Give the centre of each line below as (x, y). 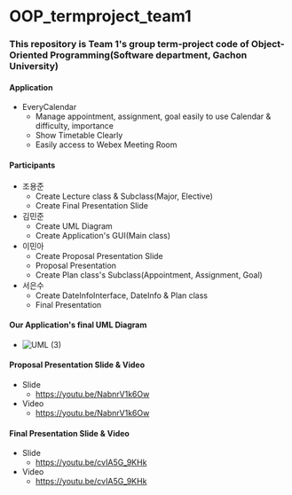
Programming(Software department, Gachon (149, 55)
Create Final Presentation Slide (92, 205)
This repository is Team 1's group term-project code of (130, 44)
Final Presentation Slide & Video (70, 433)
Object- (268, 44)
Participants (32, 165)
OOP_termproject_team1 (101, 16)
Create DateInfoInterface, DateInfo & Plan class (122, 295)
